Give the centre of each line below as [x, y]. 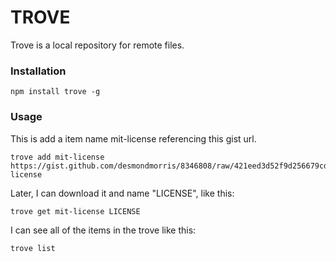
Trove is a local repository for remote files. [97, 45]
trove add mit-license [57, 157]
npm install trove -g [55, 92]
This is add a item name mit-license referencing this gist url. [133, 138]
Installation [38, 71]
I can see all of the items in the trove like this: [103, 230]
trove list [33, 248]
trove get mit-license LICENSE [75, 211]
